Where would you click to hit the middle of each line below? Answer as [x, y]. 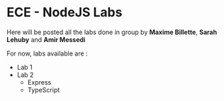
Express [39, 82]
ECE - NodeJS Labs [65, 12]
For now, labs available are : [47, 53]
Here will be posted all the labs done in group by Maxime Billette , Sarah [112, 32]
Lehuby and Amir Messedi [46, 39]
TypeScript [44, 90]
